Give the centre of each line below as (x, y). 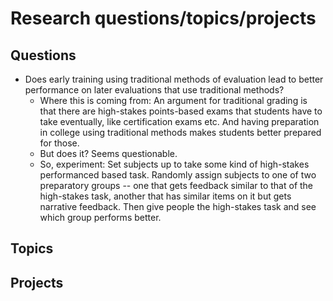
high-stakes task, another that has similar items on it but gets (165, 196)
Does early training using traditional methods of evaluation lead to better (174, 79)
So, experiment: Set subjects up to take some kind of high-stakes (174, 164)
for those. (59, 143)
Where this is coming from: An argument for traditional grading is (173, 100)
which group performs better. (100, 217)
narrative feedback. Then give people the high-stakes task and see (178, 206)
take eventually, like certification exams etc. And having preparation (179, 121)
